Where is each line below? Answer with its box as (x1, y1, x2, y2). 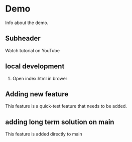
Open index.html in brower (12, 75, 68, 81)
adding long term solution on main (5, 117, 114, 126)
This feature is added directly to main (5, 131, 82, 137)
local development (5, 62, 65, 71)
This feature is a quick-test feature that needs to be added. (5, 103, 127, 109)
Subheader (5, 34, 41, 43)
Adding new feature (5, 90, 69, 98)
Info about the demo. (5, 20, 49, 26)
